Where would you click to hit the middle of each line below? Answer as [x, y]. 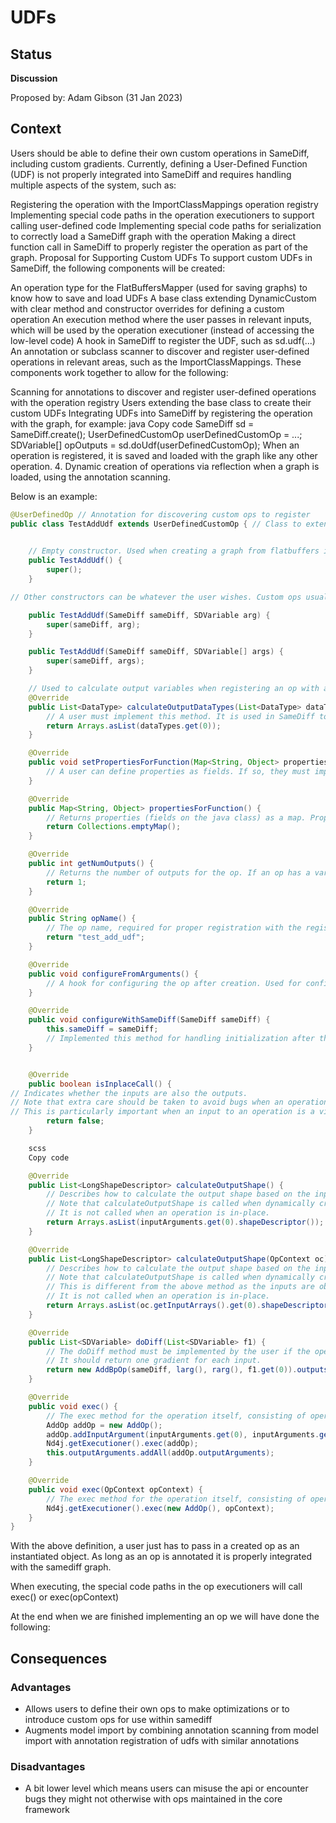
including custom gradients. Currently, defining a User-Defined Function [159, 163]
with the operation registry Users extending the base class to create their [161, 402]
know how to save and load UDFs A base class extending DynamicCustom [163, 298]
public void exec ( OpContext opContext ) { [115, 1489]
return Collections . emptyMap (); [114, 827]
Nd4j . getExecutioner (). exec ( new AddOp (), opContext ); [160, 1508]
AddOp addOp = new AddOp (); [104, 1425]
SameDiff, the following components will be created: [118, 268]
